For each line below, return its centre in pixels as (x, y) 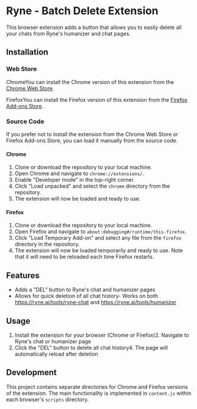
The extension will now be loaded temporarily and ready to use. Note (99, 250)
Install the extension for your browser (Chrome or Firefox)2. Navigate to (102, 335)
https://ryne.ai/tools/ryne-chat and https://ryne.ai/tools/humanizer (96, 302)
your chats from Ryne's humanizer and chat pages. (69, 33)
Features (23, 276)
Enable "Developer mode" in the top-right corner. (75, 180)
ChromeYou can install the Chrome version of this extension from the (90, 82)
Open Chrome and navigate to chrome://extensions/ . (79, 173)
